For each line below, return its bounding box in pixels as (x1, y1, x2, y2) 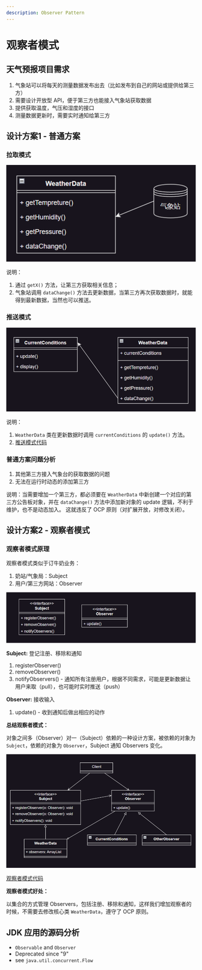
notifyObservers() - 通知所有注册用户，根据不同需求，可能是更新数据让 (14, 675, 191, 683)
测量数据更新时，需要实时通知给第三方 (14, 112, 110, 119)
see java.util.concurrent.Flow (14, 956, 93, 963)
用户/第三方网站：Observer (14, 580, 83, 587)
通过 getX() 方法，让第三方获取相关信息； (14, 281, 119, 289)
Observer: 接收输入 (6, 695, 55, 703)
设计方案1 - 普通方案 (6, 131, 81, 141)
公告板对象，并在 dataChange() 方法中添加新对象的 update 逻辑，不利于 (16, 498, 194, 506)
